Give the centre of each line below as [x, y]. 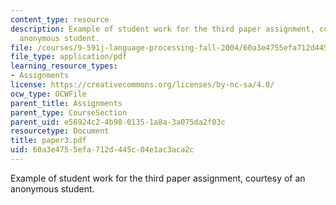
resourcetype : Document [60, 131]
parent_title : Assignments [66, 103]
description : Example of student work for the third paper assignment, [162, 29]
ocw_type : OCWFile [48, 94]
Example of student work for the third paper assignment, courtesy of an [158, 178]
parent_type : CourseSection [69, 112]
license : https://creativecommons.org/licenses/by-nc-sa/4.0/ [142, 85]
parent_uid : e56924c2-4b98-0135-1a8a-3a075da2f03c [118, 122]
